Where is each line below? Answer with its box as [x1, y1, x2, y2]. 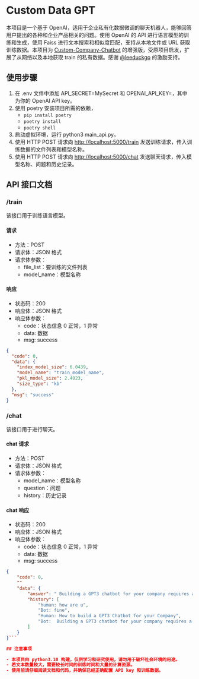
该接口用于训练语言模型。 [6, 212, 69, 219]
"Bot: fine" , [37, 607, 70, 614]
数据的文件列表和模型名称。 [20, 146, 88, 153]
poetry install [23, 118, 61, 125]
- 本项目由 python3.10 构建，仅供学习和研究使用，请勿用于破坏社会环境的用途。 [6, 656, 180, 662]
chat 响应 [6, 506, 30, 514]
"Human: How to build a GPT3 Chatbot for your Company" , [37, 613, 182, 619]
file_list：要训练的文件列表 [23, 263, 88, 270]
